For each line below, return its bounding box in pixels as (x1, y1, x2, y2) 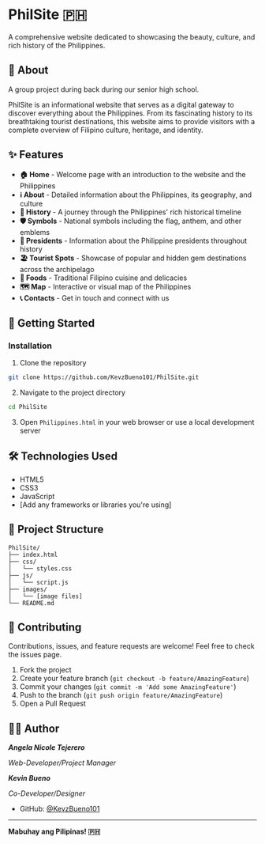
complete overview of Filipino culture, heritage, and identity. (8, 125, 203, 134)
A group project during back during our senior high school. (8, 85, 200, 94)
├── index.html (8, 551, 58, 558)
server (19, 426, 41, 435)
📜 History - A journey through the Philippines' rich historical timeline (19, 207, 242, 217)
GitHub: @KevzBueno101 (19, 804, 100, 814)
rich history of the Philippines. (8, 40, 106, 50)
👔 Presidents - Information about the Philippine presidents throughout (19, 236, 248, 245)
